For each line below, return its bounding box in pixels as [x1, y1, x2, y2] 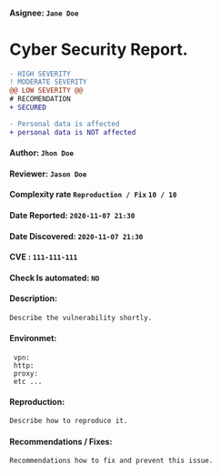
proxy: [13, 369, 39, 378]
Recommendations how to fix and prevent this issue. [9, 456, 214, 466]
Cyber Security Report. [9, 39, 188, 59]
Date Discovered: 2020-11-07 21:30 [9, 230, 144, 241]
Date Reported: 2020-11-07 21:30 [9, 210, 136, 221]
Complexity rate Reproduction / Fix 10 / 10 [9, 189, 177, 200]
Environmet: [9, 333, 57, 344]
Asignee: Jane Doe [9, 7, 79, 18]
